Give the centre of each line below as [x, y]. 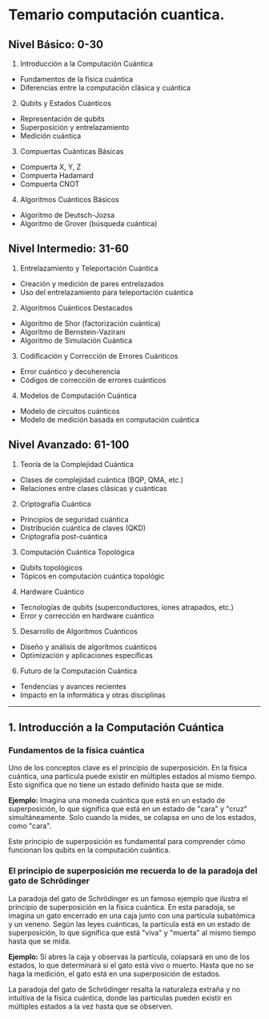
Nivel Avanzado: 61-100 [69, 445]
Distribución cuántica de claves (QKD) [83, 528]
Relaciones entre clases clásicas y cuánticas [93, 488]
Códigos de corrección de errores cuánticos [93, 380]
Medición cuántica [50, 136]
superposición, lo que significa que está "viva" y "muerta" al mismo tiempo [132, 932]
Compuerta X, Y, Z [50, 167]
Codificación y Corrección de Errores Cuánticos [99, 355]
